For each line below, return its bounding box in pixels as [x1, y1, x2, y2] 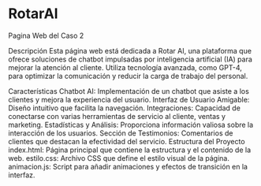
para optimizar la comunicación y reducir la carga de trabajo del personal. [8, 71, 248, 80]
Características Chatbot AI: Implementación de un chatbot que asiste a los [8, 86, 250, 95]
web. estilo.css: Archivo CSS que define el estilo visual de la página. [8, 153, 230, 162]
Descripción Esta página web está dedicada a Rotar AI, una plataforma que [8, 46, 252, 55]
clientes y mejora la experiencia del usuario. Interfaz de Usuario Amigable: [8, 95, 250, 104]
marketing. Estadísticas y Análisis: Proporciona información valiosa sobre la [8, 120, 254, 129]
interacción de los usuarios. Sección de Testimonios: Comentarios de [8, 128, 233, 138]
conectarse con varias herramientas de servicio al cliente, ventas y [8, 111, 226, 121]
